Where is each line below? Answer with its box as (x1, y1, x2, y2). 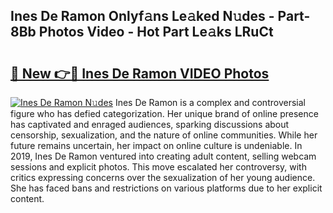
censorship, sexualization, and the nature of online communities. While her (10, 129, 318, 141)
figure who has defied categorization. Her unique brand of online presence (10, 108, 319, 119)
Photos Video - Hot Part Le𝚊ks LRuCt (38, 24, 274, 41)
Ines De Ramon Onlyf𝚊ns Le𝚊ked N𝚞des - (10, 8, 275, 25)
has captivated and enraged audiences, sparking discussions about (10, 119, 290, 130)
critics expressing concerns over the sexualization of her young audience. (10, 172, 316, 183)
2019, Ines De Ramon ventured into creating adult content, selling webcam (10, 150, 317, 162)
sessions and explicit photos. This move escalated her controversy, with (10, 161, 307, 173)
